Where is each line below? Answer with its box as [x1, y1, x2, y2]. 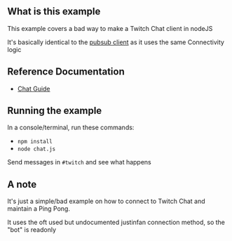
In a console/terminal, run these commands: [7, 123, 135, 132]
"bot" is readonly [7, 226, 57, 234]
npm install [17, 138, 53, 145]
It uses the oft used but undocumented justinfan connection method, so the [7, 218, 226, 227]
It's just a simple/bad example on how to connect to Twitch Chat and [7, 197, 205, 206]
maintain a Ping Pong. [7, 204, 70, 213]
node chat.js [17, 145, 56, 153]
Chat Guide [17, 84, 50, 93]
